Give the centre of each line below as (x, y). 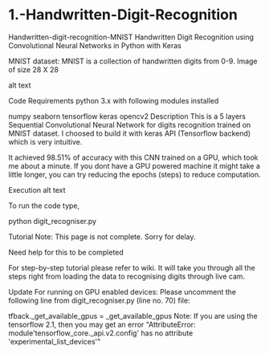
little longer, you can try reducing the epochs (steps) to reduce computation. (134, 174)
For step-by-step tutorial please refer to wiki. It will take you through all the (132, 267)
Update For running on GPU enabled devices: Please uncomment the (122, 291)
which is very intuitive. (45, 141)
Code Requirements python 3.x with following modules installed (114, 100)
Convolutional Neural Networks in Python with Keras (95, 45)
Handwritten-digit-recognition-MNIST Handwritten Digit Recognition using (131, 37)
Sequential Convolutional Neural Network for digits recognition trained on (130, 124)
